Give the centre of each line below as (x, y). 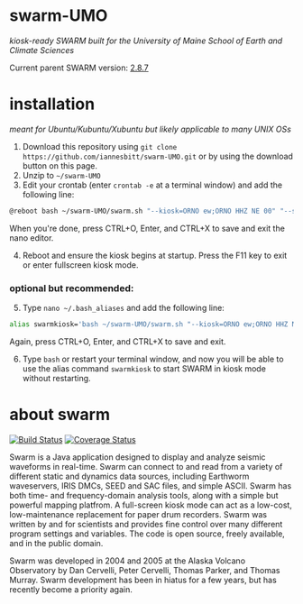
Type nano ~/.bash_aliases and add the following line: (124, 308)
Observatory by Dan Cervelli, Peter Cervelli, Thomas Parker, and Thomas (145, 570)
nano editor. (32, 238)
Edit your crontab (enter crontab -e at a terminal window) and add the (152, 185)
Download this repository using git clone (100, 146)
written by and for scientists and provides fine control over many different (146, 524)
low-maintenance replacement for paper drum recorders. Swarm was (138, 514)
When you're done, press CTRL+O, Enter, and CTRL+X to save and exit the (147, 228)
